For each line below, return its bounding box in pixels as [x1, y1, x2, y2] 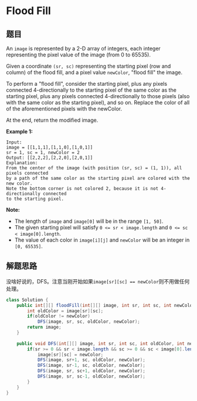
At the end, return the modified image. [6, 116, 98, 123]
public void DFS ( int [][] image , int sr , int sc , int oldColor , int [16, 340, 185, 346]
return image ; [27, 325, 62, 330]
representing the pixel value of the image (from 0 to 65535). [6, 51, 151, 58]
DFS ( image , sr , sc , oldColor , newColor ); [37, 319, 141, 325]
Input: [6, 139, 22, 145]
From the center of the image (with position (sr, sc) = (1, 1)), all [6, 165, 182, 171]
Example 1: [6, 128, 33, 135]
